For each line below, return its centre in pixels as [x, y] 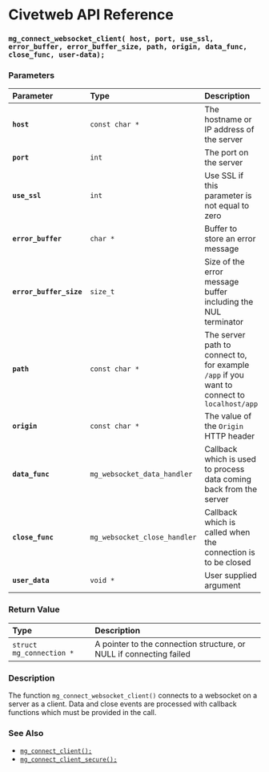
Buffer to [221, 228]
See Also [26, 733]
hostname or [228, 119]
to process [224, 469]
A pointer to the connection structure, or [170, 644]
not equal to [227, 206]
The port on [226, 152]
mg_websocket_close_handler [143, 538]
